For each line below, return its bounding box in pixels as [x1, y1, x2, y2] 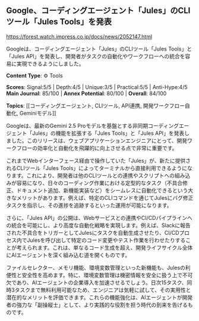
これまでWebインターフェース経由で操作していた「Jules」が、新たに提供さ [6, 157, 191, 164]
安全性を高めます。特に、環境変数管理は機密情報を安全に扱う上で [21, 271, 183, 278]
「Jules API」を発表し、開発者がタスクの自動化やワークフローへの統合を [6, 52, 185, 59]
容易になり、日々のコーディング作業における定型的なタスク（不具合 [16, 179, 183, 186]
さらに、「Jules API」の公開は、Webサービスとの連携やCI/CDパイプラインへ [6, 214, 193, 221]
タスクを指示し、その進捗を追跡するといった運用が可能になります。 [6, 202, 172, 209]
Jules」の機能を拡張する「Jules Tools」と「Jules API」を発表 [31, 130, 185, 137]
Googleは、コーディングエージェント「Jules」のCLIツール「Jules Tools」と [6, 45, 192, 52]
